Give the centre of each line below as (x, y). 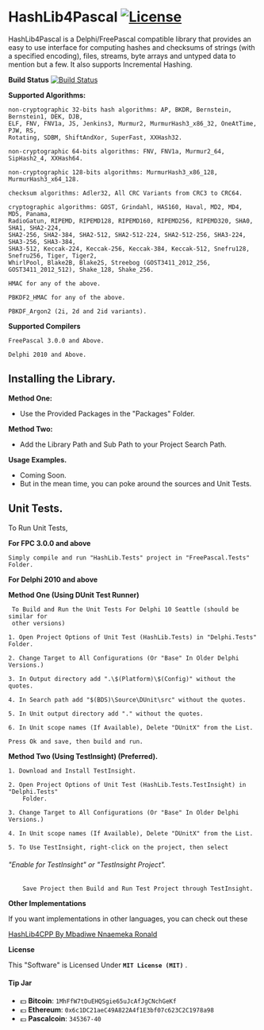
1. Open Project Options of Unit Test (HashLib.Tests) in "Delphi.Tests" (133, 637)
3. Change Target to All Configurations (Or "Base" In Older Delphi (124, 812)
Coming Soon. (43, 475)
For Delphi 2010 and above (53, 579)
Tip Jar (20, 983)
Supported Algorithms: (47, 95)
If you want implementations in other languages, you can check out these (128, 919)
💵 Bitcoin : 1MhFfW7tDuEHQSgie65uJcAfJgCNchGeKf (98, 1001)
